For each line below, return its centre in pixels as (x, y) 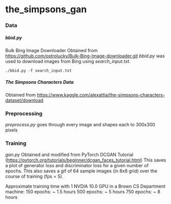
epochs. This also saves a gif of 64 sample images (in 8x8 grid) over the (81, 171)
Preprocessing (24, 114)
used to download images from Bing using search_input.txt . (68, 61)
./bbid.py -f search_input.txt (39, 71)
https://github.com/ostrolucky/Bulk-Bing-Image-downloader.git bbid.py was (85, 56)
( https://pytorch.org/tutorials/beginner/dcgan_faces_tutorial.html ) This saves (86, 160)
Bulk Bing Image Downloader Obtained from (52, 51)
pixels (11, 130)
